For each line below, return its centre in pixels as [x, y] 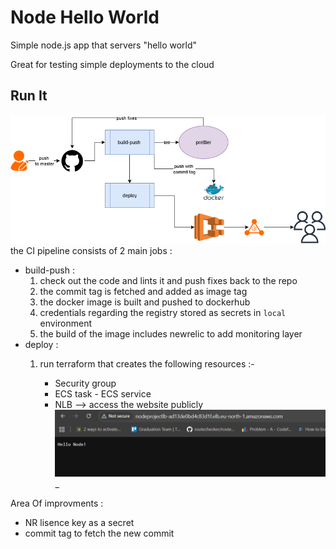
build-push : [49, 270]
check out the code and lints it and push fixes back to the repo [168, 281]
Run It [29, 96]
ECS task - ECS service [103, 394]
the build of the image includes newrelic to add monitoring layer [171, 334]
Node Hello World [85, 17]
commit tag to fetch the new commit [99, 533]
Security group [85, 383]
